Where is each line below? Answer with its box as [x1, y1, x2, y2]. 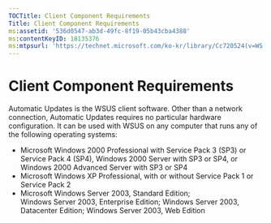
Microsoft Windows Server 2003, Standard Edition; [19, 188, 191, 199]
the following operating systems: [8, 130, 118, 139]
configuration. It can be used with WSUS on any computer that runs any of [8, 121, 258, 131]
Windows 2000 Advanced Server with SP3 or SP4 [19, 163, 188, 173]
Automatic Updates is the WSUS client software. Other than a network [8, 104, 243, 114]
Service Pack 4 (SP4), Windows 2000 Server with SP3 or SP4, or [19, 154, 238, 164]
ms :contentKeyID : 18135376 [8, 34, 100, 43]
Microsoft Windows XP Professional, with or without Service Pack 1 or [19, 171, 254, 181]
